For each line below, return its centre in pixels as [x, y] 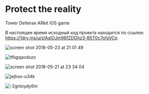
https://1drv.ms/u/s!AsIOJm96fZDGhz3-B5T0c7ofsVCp [62, 38]
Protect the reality [43, 9]
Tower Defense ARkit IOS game [37, 23]
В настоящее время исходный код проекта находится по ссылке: [75, 32]
